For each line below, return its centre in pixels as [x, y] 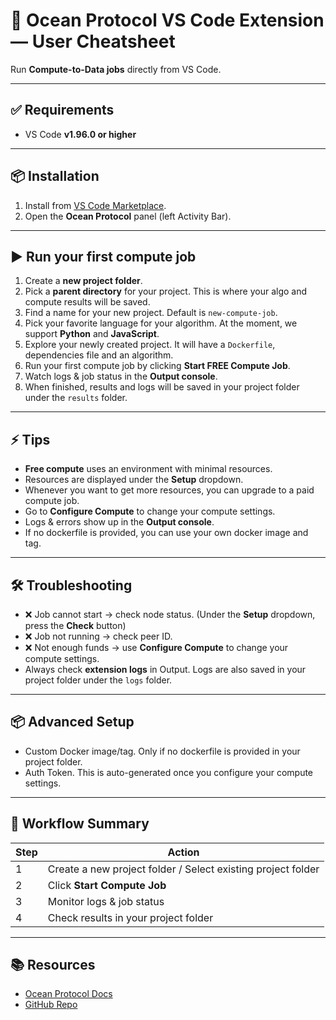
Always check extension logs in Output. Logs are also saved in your [165, 669]
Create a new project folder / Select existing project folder [183, 869]
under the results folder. [76, 398]
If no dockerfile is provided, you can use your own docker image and [166, 533]
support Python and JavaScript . [92, 334]
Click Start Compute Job [107, 885]
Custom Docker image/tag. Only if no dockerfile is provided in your [162, 751]
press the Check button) [75, 625]
